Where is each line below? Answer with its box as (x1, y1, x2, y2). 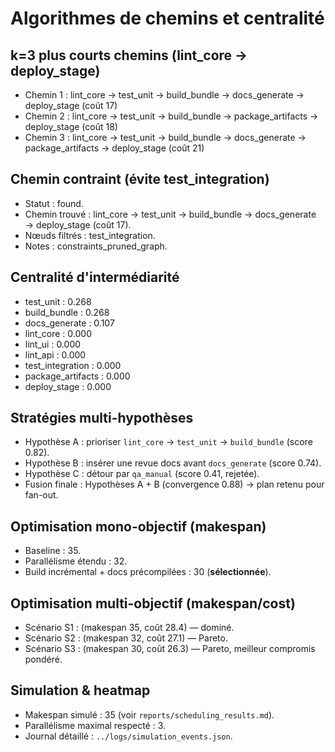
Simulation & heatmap (10, 682, 151, 699)
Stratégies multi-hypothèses (10, 410, 194, 427)
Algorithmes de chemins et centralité (10, 7, 325, 30)
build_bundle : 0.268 (24, 306, 110, 318)
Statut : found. (24, 197, 84, 209)
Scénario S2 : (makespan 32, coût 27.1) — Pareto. (24, 632, 228, 644)
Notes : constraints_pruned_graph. (24, 240, 168, 252)
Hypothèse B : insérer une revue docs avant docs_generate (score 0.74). (24, 457, 322, 469)
